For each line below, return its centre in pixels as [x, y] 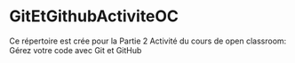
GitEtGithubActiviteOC [94, 16]
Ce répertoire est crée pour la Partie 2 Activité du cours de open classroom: [148, 41]
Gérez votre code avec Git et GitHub [76, 50]
